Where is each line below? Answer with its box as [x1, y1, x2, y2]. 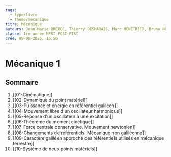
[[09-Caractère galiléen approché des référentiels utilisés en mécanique [12, 135, 164, 141]
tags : [5, 7, 17, 13]
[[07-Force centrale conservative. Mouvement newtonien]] [12, 124, 136, 130]
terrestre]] [12, 140, 35, 146]
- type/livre [10, 12, 38, 17]
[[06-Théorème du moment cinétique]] [12, 118, 94, 125]
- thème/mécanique [10, 17, 49, 22]
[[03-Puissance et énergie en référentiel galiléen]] [12, 102, 118, 109]
